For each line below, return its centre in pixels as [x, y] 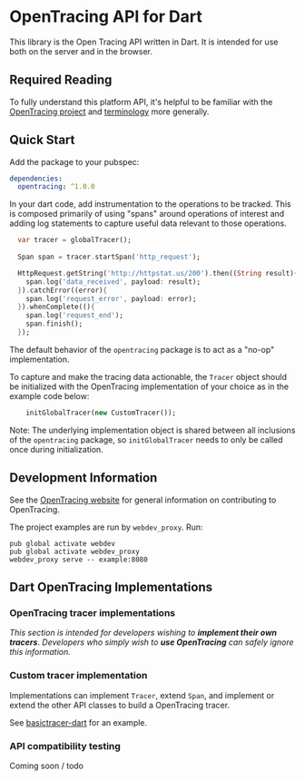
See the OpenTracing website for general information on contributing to [143, 500]
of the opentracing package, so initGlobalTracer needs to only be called [146, 439]
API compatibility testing [65, 746]
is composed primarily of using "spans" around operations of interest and [147, 214]
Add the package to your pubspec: [74, 161]
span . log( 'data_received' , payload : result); [113, 282]
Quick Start [42, 140]
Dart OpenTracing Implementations [111, 587]
